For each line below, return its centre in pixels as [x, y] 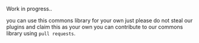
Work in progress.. [29, 9]
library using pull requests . [41, 33]
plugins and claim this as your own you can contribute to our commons [95, 27]
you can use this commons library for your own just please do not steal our [99, 20]
